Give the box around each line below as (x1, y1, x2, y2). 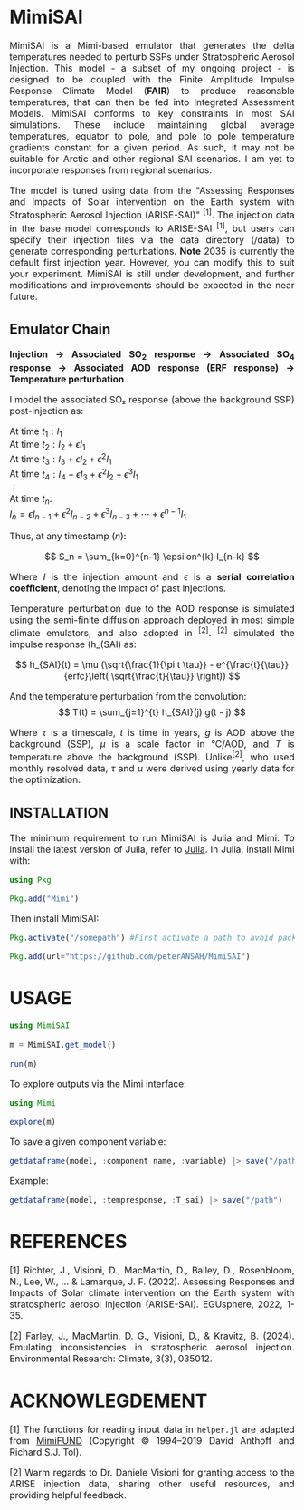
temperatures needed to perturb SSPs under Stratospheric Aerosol (9, 51, 295, 63)
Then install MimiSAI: (9, 912, 100, 924)
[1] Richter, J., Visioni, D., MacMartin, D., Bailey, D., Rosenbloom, (9, 1264, 295, 1277)
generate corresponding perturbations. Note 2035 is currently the (9, 245, 295, 257)
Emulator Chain (9, 320, 111, 338)
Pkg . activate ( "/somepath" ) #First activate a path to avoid (9, 932, 274, 943)
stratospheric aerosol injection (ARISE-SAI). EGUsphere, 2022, (9, 1298, 283, 1311)
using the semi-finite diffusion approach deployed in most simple (9, 614, 295, 626)
